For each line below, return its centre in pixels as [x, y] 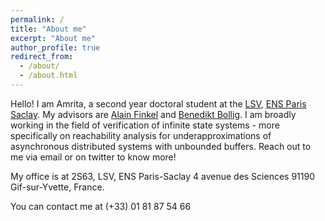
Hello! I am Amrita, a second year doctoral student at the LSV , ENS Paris [158, 103]
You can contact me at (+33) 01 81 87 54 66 [101, 206]
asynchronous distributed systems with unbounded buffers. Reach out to [161, 146]
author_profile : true [55, 47]
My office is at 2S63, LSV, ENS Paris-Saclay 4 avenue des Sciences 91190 [162, 176]
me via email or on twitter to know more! [93, 157]
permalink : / [37, 19]
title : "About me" [48, 29]
